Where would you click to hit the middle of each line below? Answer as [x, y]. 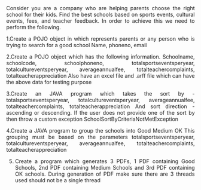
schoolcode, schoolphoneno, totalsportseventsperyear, [100, 63]
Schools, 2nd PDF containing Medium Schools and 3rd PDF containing [105, 168]
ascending [19, 113]
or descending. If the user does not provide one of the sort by [114, 113]
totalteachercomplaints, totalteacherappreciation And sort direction [97, 106]
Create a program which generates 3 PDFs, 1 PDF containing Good [105, 161]
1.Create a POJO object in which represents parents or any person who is [100, 39]
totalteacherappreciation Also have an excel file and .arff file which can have [100, 76]
